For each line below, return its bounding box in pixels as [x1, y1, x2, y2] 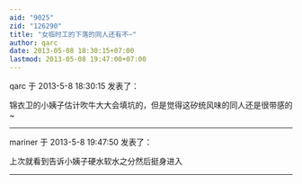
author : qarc [9, 38, 58, 48]
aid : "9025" [9, 13, 54, 22]
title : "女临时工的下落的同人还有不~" [9, 30, 138, 39]
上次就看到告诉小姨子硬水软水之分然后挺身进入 [9, 156, 182, 166]
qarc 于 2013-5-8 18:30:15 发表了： [9, 81, 139, 91]
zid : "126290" [9, 22, 63, 31]
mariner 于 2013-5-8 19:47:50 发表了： [9, 136, 153, 147]
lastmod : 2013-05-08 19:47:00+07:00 [9, 55, 147, 64]
